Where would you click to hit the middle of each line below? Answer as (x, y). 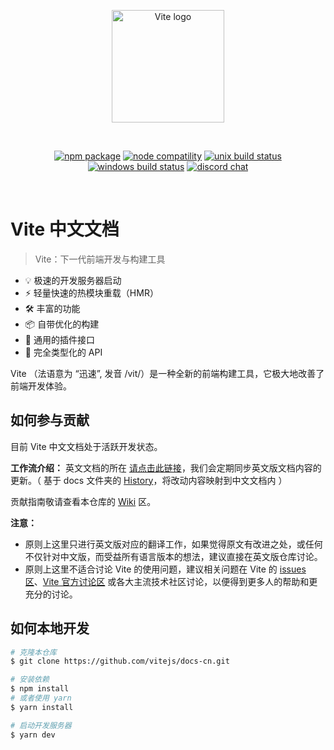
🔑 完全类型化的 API (63, 352)
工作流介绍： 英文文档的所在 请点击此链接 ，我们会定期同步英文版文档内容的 (166, 467)
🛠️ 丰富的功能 (52, 308)
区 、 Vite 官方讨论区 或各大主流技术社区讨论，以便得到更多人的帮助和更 (171, 581)
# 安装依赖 (30, 680)
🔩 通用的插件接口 (59, 339)
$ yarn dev (33, 735)
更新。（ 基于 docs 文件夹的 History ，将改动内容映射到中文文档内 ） (149, 480)
